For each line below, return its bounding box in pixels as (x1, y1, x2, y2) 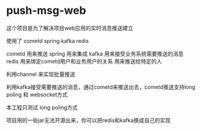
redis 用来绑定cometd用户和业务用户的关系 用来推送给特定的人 (6, 57, 162, 65)
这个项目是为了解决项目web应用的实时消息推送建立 (6, 24, 133, 31)
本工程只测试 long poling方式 (6, 103, 78, 111)
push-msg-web (6, 4, 86, 18)
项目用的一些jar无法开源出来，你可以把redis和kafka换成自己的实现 (6, 116, 171, 124)
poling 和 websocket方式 (6, 91, 68, 98)
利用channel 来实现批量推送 (6, 70, 75, 77)
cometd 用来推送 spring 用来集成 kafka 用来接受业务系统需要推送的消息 (6, 50, 184, 57)
